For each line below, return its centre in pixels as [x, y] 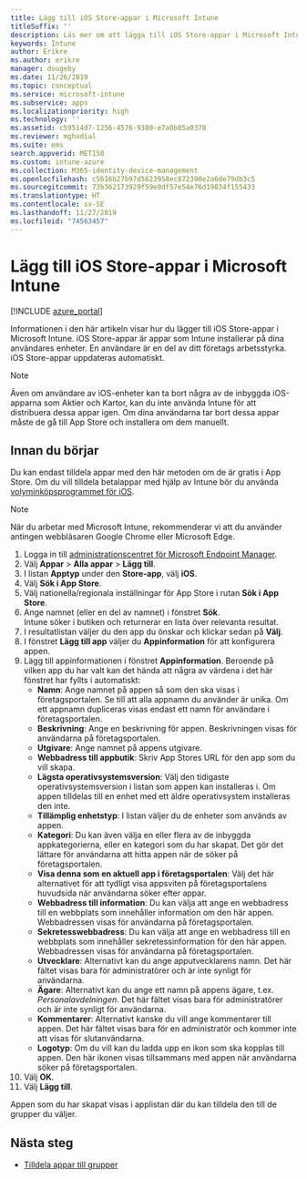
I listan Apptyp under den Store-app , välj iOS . [110, 574]
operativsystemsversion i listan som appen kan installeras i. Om [156, 787]
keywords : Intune [43, 43]
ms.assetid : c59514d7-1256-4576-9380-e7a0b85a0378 [108, 128]
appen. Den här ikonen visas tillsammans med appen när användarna [167, 1058]
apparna [26, 403]
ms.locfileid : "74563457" [59, 221]
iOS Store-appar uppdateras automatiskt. [87, 357]
